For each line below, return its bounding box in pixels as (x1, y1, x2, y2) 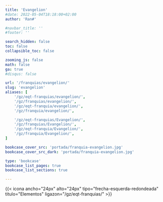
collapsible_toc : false (5, 48, 55, 53)
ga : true (5, 67, 23, 72)
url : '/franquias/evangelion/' (5, 80, 70, 85)
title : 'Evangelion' (5, 7, 48, 12)
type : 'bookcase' (5, 158, 41, 164)
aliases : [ (5, 90, 28, 95)
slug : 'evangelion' (5, 85, 46, 90)
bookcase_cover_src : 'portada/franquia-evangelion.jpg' (5, 145, 123, 150)
